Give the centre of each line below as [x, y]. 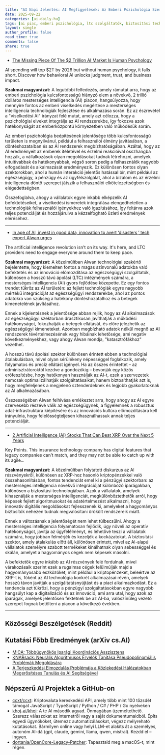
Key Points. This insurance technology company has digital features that [78, 449]
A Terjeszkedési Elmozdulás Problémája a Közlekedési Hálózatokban [82, 668]
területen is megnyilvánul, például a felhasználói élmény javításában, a [76, 141]
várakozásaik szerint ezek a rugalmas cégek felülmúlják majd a [69, 567]
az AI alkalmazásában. [28, 391]
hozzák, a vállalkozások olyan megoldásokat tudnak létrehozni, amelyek [78, 156]
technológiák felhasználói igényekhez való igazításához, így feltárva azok [79, 208]
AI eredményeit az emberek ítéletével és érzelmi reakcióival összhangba [78, 151]
